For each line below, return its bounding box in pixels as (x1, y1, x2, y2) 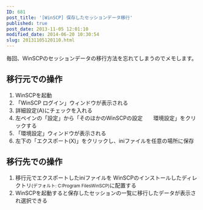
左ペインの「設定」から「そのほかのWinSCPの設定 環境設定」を (15, 114, 186, 122)
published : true (6, 20, 48, 26)
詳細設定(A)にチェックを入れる (15, 107, 93, 114)
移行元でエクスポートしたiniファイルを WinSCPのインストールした (15, 174, 182, 181)
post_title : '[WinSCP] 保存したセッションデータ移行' (6, 15, 133, 21)
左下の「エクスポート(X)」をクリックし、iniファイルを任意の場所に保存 (15, 137, 194, 144)
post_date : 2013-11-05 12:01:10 (6, 26, 88, 32)
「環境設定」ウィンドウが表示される (15, 129, 107, 137)
